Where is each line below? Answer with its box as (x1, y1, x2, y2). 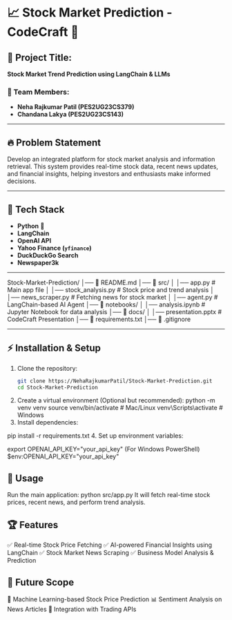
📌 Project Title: (7, 52, 72, 64)
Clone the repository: (17, 364, 78, 372)
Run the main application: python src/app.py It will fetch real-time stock (7, 491, 211, 499)
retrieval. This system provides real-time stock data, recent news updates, (7, 162, 219, 171)
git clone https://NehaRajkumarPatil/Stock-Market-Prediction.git (17, 377, 213, 385)
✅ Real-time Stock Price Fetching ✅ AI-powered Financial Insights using (7, 541, 213, 549)
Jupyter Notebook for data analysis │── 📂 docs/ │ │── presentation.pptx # (7, 307, 222, 316)
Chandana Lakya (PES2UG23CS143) (17, 110, 124, 119)
